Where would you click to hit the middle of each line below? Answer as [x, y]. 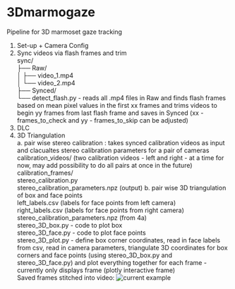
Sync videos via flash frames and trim [72, 53]
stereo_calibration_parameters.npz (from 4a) [82, 217]
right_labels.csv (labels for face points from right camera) [101, 210]
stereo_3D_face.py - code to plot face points [81, 233]
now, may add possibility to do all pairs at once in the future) [104, 165]
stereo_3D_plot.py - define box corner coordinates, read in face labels [118, 240]
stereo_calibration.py [47, 180]
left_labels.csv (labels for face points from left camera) [96, 202]
